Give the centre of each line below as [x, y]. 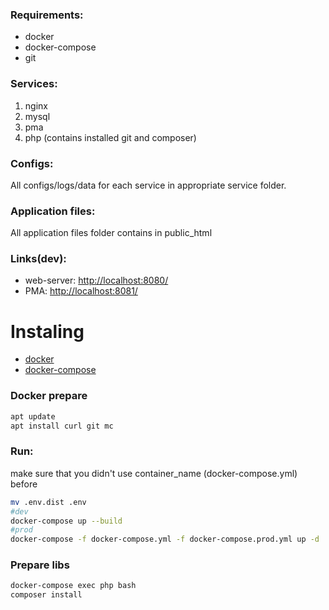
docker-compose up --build [66, 521]
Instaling [47, 331]
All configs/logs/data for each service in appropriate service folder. [148, 185]
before [24, 484]
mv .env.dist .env [48, 502]
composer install [46, 595]
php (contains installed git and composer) [110, 137]
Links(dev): [38, 259]
